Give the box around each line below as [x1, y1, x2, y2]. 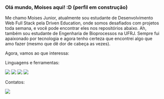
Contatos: [5, 79, 25, 85]
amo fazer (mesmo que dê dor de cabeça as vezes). [5, 41, 111, 47]
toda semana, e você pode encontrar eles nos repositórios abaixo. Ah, [5, 25, 147, 31]
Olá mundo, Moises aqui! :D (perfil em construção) [5, 4, 128, 11]
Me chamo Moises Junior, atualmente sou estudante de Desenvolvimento [5, 15, 153, 21]
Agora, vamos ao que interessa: [5, 50, 70, 56]
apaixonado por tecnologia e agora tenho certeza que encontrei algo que [5, 36, 153, 41]
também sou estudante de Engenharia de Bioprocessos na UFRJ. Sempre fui [5, 31, 160, 37]
